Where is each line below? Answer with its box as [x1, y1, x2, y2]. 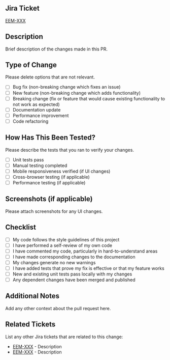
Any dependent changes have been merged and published [12, 277, 135, 283]
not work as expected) [12, 101, 60, 107]
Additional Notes [5, 292, 60, 300]
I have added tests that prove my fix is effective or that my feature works [12, 265, 165, 271]
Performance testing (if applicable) [12, 179, 86, 185]
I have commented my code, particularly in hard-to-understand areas [12, 248, 158, 254]
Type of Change [5, 61, 57, 69]
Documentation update [12, 106, 61, 113]
